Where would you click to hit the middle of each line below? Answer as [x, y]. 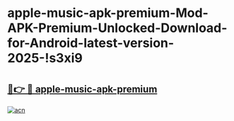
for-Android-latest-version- [91, 43]
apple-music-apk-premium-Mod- [108, 13]
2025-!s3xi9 [45, 58]
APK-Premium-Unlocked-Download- [117, 28]
